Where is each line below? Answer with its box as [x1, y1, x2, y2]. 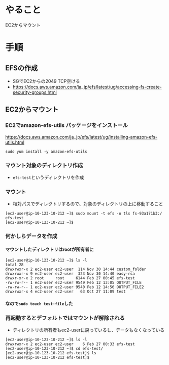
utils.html [5, 139, 24, 145]
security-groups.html [12, 89, 57, 95]
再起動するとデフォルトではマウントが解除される [5, 314, 125, 321]
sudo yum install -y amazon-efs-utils [5, 149, 87, 154]
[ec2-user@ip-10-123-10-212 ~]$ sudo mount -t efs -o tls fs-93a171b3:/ [5, 211, 162, 216]
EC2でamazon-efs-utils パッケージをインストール [5, 122, 128, 129]
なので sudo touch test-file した [5, 300, 74, 306]
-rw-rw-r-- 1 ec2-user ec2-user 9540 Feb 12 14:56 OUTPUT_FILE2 [5, 284, 144, 290]
